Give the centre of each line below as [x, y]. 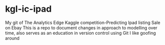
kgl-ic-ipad [28, 9]
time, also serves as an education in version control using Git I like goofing [81, 33]
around [12, 38]
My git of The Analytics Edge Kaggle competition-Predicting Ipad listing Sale [83, 22]
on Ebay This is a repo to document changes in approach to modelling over [81, 27]
